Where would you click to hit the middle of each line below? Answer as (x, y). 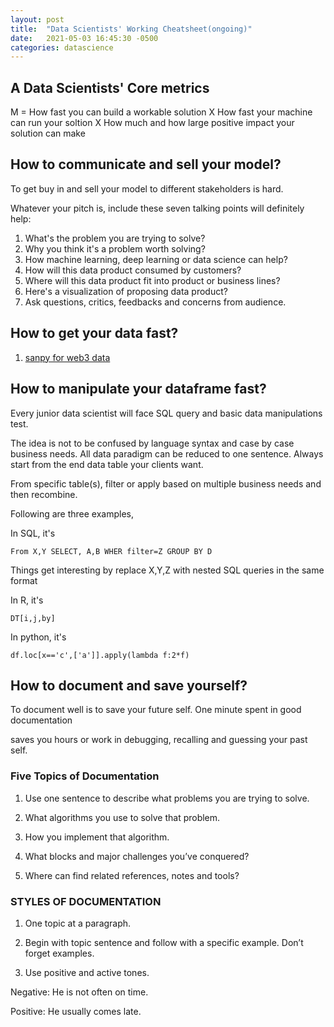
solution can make (48, 133)
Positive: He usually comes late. (76, 1011)
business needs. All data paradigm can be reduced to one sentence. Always (167, 453)
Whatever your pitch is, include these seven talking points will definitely (157, 208)
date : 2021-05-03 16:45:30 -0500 (84, 38)
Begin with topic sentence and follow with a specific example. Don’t (164, 942)
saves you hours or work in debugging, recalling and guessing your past (159, 740)
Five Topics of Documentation (85, 776)
